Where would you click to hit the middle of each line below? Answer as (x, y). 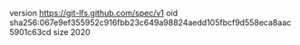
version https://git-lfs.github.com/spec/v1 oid (94, 13)
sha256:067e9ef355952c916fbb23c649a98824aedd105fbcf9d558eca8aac (150, 22)
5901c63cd (30, 32)
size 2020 (72, 32)
